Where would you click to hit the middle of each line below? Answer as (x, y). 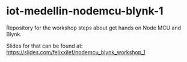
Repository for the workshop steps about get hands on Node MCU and (94, 28)
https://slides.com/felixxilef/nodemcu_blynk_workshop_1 (76, 52)
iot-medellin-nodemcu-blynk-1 (85, 11)
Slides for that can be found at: (44, 46)
